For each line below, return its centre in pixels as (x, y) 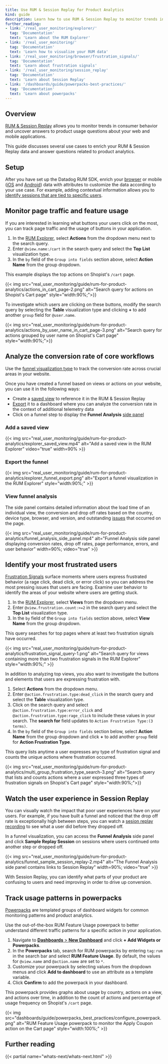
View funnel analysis (31, 496)
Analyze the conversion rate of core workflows (80, 357)
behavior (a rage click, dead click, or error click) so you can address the (79, 582)
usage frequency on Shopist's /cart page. (49, 1003)
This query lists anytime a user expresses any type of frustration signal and (83, 752)
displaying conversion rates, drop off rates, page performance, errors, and (82, 544)
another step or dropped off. (34, 847)
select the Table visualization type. (48, 700)
